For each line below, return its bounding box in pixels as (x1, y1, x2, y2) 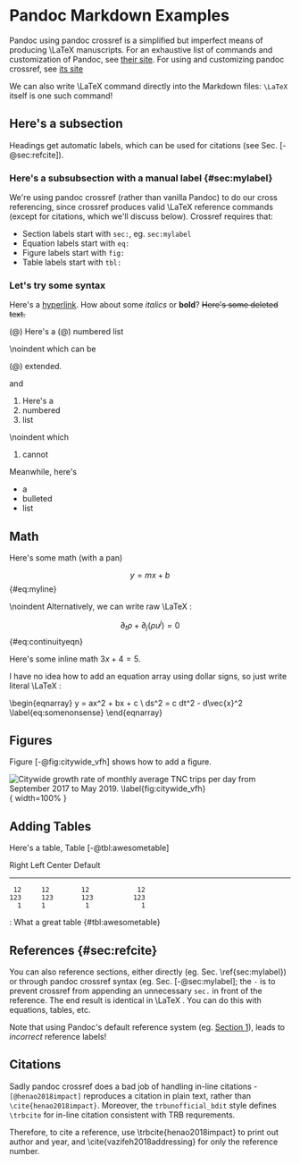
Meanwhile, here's (9, 467, 78, 477)
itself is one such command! (9, 90, 113, 101)
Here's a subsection (9, 116, 123, 131)
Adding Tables (9, 819, 92, 834)
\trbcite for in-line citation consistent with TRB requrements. (9, 1109, 236, 1120)
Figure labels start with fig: (21, 248, 125, 258)
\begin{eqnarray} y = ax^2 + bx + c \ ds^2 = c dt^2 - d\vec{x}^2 (9, 697, 243, 708)
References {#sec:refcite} (9, 942, 158, 957)
